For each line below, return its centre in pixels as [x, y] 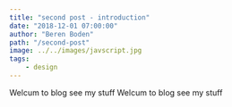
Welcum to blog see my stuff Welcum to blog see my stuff [116, 92]
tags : [19, 59]
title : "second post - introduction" [80, 17]
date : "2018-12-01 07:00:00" [64, 26]
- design [42, 68]
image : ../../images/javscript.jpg [76, 51]
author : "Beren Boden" [52, 34]
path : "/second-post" [50, 42]
